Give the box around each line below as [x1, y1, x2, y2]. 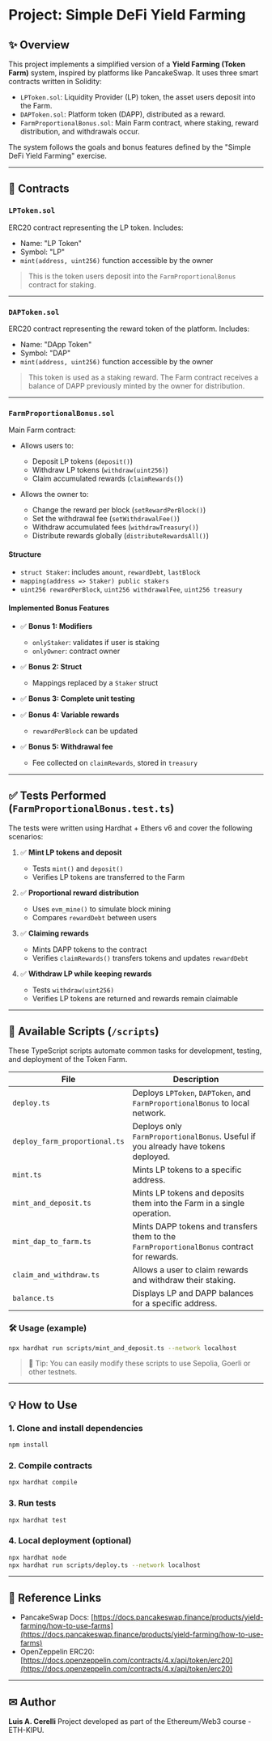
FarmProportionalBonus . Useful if [132, 1131, 257, 1142]
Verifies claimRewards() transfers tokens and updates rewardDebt [32, 953, 249, 962]
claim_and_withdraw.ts [12, 1271, 100, 1280]
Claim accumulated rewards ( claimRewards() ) [32, 473, 184, 483]
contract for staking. [28, 279, 96, 289]
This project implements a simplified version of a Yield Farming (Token [8, 59, 245, 69]
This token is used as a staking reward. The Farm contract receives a [28, 372, 259, 382]
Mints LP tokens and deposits [132, 1187, 244, 1199]
